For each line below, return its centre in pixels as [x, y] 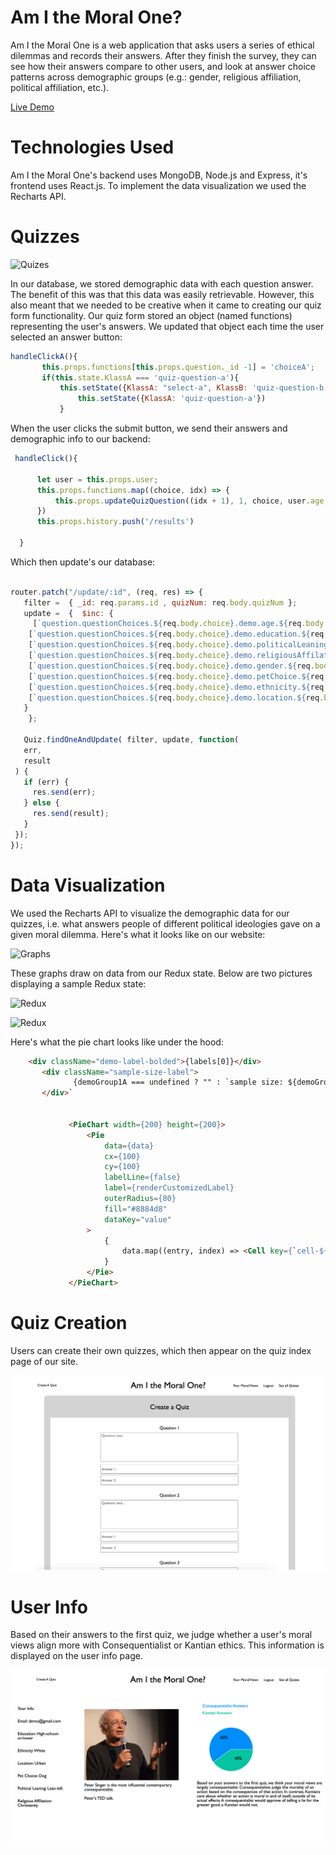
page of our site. [44, 1361]
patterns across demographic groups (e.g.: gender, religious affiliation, [156, 77]
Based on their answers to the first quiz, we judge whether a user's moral [161, 1635]
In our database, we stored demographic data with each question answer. [162, 283]
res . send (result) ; [71, 814]
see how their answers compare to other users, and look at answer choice [163, 66]
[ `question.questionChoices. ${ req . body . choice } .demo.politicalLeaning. [180, 645]
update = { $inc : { [68, 613]
